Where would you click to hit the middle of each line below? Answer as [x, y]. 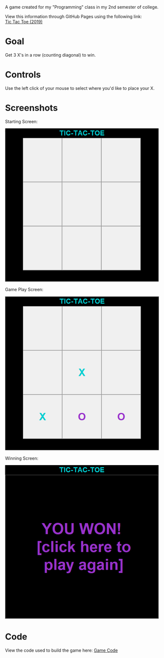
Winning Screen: [22, 458]
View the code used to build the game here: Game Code [61, 650]
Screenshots [31, 108]
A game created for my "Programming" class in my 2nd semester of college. [82, 7]
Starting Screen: [21, 121]
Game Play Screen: [24, 290]
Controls [23, 75]
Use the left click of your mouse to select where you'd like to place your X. [80, 88]
